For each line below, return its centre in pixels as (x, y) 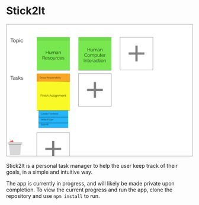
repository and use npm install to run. (53, 196)
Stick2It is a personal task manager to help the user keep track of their (92, 166)
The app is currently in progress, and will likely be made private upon (90, 184)
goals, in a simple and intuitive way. (49, 172)
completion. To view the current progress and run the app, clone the (89, 190)
